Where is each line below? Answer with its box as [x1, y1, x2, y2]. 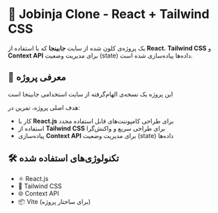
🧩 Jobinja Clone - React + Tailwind [8, 6, 210, 22]
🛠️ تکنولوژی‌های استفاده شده [8, 153, 119, 164]
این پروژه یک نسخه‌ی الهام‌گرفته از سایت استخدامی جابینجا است [8, 90, 173, 98]
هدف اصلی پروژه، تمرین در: [8, 103, 81, 112]
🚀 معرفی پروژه [8, 71, 66, 83]
